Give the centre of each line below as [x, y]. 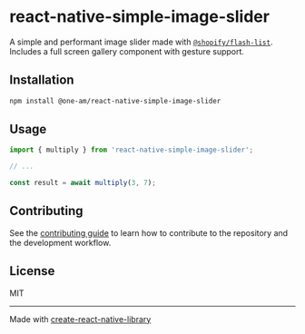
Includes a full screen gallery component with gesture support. [127, 51]
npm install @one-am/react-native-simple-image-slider [115, 101]
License [32, 271]
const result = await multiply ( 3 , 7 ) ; [83, 183]
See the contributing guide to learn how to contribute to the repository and [149, 232]
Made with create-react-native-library [80, 319]
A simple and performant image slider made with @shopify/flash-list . [141, 42]
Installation [42, 80]
